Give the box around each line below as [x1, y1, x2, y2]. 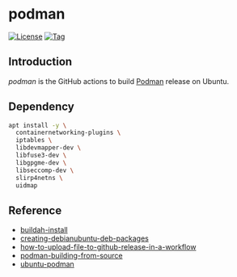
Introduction [8, 55, 73, 69]
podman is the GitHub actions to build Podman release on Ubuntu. [8, 76, 230, 86]
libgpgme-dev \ [15, 158, 67, 166]
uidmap [15, 181, 38, 190]
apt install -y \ [8, 121, 67, 129]
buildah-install [19, 225, 68, 235]
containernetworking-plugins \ [15, 128, 121, 137]
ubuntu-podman [19, 259, 74, 269]
